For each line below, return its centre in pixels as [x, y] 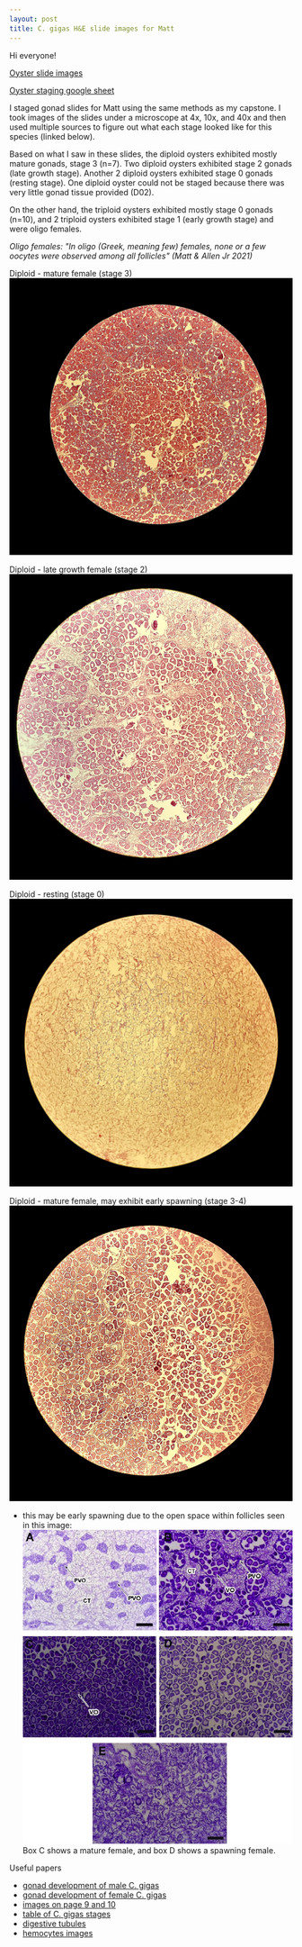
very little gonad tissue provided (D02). [82, 192]
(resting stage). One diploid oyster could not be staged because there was [147, 182]
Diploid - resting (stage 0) [57, 894]
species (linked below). [53, 136]
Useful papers [36, 1868]
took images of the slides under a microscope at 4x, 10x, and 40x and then [148, 117]
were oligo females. [46, 229]
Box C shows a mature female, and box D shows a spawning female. [149, 1850]
